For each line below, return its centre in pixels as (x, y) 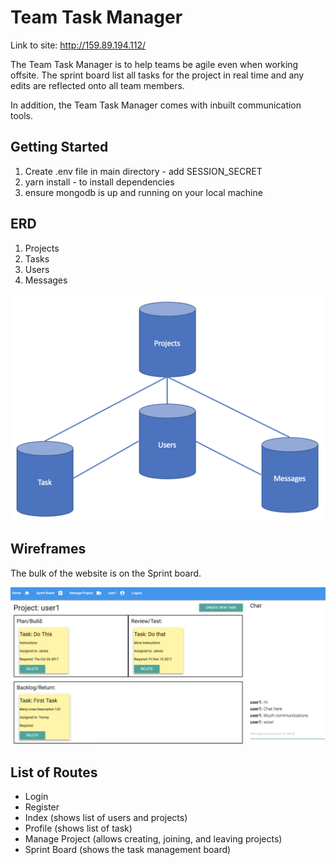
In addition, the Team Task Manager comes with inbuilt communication (156, 105)
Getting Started (59, 147)
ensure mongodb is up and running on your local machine (143, 192)
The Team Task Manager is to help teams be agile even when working (154, 64)
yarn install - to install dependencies (99, 182)
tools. (22, 115)
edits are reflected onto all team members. (97, 85)
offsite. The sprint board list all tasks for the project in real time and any (157, 75)
